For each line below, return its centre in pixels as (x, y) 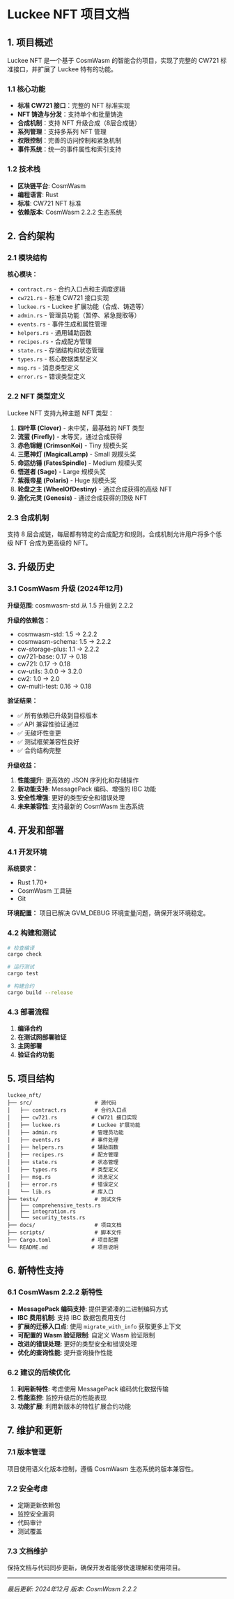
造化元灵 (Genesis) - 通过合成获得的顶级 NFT (82, 498)
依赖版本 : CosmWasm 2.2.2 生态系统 (70, 212)
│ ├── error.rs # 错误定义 (63, 1184)
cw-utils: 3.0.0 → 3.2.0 (50, 671)
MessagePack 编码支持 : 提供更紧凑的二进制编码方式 (93, 1309)
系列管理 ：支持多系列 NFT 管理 (62, 132)
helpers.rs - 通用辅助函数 (54, 333)
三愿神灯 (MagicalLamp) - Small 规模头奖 (77, 454)
